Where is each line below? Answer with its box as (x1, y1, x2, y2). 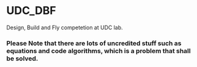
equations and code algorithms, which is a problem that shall (6, 46, 191, 55)
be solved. (6, 54, 39, 63)
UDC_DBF (6, 4, 56, 18)
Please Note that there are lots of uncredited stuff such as (6, 39, 182, 48)
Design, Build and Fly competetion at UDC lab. (6, 24, 124, 31)
